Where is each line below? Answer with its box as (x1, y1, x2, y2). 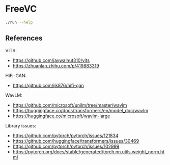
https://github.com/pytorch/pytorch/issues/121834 (12, 133, 119, 139)
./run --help (5, 20, 33, 25)
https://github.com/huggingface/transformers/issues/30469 (12, 138, 139, 144)
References (5, 34, 43, 43)
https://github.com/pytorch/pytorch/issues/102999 (12, 143, 120, 149)
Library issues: (5, 122, 37, 128)
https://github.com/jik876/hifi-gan (12, 82, 84, 88)
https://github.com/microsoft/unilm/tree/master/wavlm (12, 102, 127, 108)
